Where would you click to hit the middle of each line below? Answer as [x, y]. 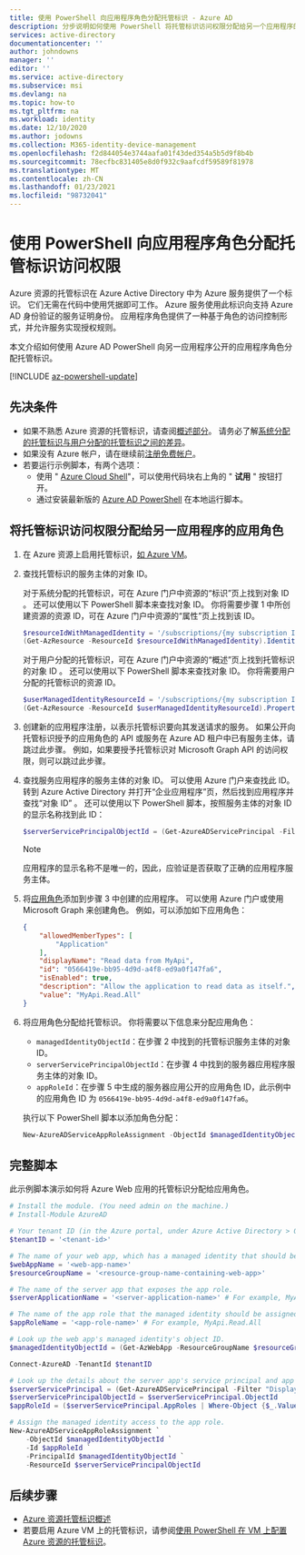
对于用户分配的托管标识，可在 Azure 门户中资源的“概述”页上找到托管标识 [158, 660]
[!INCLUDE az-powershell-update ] [74, 376]
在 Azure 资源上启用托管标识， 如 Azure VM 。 [107, 554]
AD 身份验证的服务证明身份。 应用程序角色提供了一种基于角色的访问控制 [144, 316]
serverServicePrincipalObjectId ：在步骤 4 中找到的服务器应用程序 [162, 1064]
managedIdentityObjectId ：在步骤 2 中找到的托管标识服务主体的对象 [163, 1041]
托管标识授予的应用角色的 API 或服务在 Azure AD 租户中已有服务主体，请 [158, 738]
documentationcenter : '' [56, 43]
